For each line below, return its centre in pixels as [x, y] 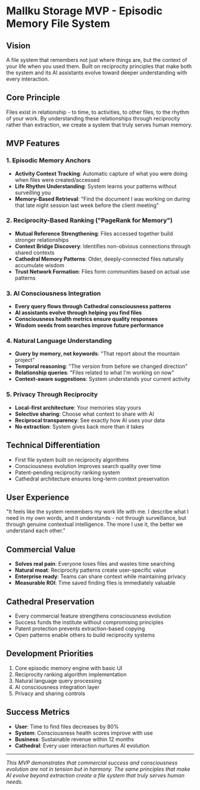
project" [25, 360]
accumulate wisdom [39, 265]
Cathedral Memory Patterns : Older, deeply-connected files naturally [99, 259]
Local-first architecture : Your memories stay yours [78, 407]
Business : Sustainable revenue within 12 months [74, 739]
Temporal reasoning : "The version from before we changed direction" [101, 366]
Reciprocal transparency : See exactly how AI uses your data [90, 420]
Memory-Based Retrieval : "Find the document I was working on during [102, 199]
